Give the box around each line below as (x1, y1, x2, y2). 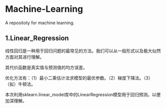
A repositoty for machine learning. (5, 20, 75, 26)
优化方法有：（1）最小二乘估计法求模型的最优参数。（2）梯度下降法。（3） (5, 75, 153, 81)
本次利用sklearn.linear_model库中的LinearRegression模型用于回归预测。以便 (5, 91, 161, 97)
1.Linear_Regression (5, 34, 69, 42)
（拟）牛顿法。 (5, 81, 36, 87)
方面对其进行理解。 (5, 54, 44, 60)
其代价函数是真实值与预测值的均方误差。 (5, 64, 87, 70)
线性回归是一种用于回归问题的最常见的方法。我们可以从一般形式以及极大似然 (5, 48, 161, 54)
